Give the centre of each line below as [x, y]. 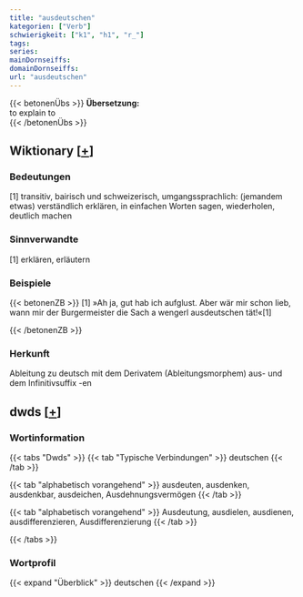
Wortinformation [47, 438]
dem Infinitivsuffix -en [51, 383]
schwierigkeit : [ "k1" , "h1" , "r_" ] [77, 35]
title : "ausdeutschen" [52, 18]
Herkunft [30, 353]
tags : [20, 43]
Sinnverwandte [44, 239]
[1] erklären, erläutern [50, 259]
